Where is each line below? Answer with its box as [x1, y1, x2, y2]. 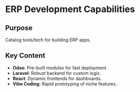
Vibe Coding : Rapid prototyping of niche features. [12, 80, 117, 86]
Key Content [5, 51, 45, 60]
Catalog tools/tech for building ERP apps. [5, 37, 91, 43]
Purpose [5, 24, 33, 32]
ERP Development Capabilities [5, 4, 135, 15]
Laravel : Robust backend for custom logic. [12, 70, 102, 76]
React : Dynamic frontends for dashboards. [12, 75, 102, 81]
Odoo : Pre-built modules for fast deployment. [12, 64, 108, 71]
